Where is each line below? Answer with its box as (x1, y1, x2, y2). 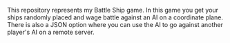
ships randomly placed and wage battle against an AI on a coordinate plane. (7, 13, 223, 21)
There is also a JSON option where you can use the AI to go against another (7, 21, 223, 28)
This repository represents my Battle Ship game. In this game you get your (7, 6, 219, 14)
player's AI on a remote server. (7, 28, 95, 36)
